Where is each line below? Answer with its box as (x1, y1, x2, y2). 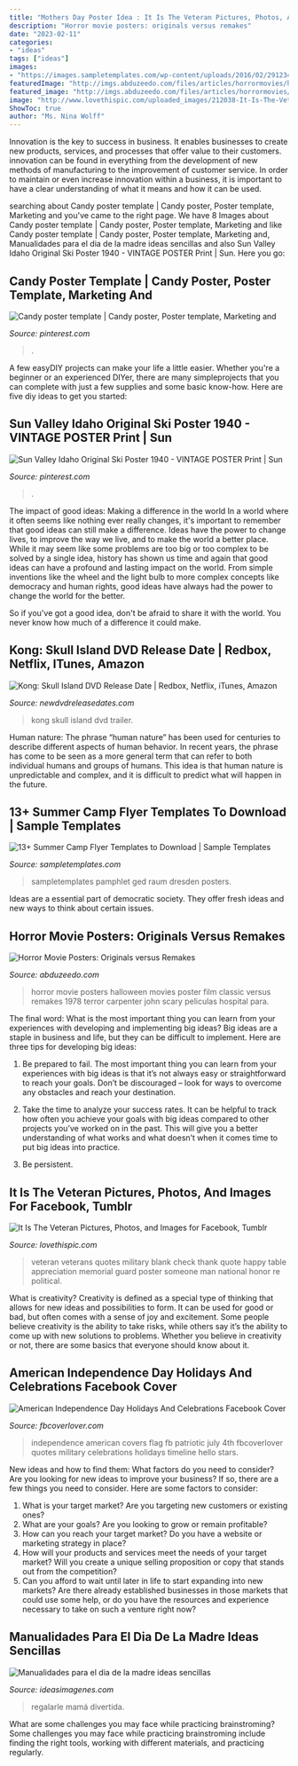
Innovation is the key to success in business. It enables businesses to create (9, 137, 288, 147)
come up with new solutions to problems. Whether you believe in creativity (9, 1330, 282, 1341)
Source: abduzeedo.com (9, 969, 100, 981)
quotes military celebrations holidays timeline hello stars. (30, 1447, 239, 1457)
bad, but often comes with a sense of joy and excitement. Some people (9, 1312, 270, 1322)
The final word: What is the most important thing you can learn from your (9, 1013, 276, 1024)
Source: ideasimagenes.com (9, 1683, 114, 1695)
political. (30, 1275, 62, 1286)
